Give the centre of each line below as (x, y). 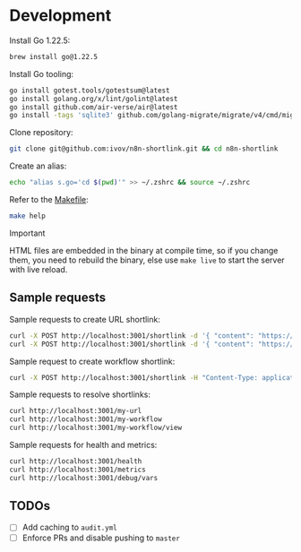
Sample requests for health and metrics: (83, 445)
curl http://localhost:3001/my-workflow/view (95, 428)
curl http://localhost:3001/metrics (77, 470)
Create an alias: (38, 166)
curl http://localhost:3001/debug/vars (84, 478)
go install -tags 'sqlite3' (62, 116)
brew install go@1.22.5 (54, 56)
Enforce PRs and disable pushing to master (101, 538)
